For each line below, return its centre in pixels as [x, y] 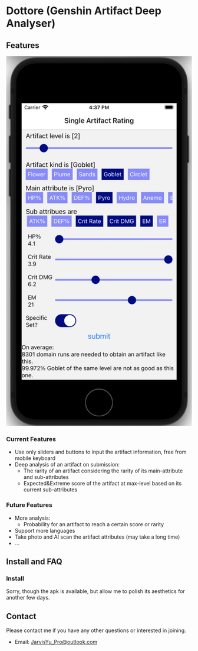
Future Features [29, 505]
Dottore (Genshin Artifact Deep [84, 11]
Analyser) [31, 23]
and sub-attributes [46, 477]
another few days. [28, 598]
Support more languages [45, 530]
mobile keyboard [35, 458]
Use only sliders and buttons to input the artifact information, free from [100, 452]
